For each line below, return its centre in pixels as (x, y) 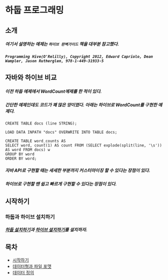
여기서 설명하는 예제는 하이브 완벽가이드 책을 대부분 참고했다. (62, 44)
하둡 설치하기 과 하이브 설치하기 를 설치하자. (46, 230)
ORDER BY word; (21, 159)
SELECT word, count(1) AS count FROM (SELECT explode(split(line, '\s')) (84, 146)
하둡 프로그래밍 (34, 10)
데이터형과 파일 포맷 (32, 266)
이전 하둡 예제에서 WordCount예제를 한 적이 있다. (53, 91)
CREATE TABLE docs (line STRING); (41, 123)
